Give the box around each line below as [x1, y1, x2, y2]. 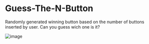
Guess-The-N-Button [5, 3, 94, 14]
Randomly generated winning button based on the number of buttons [5, 19, 145, 25]
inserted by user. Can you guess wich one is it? [5, 24, 100, 29]
